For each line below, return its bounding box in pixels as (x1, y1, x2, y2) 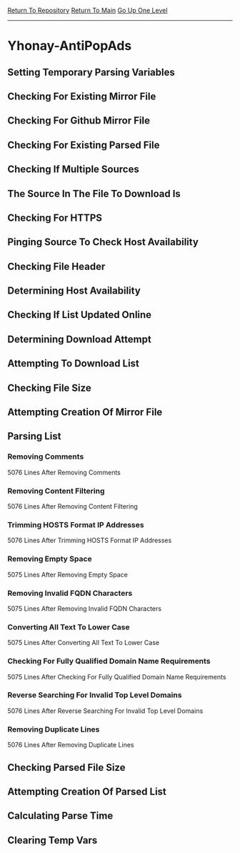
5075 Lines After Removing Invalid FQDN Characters (7, 604, 162, 613)
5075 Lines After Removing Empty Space (7, 570, 129, 579)
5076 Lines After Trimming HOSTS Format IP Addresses (7, 536, 172, 545)
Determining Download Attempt (7, 333, 151, 345)
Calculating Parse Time (7, 810, 114, 822)
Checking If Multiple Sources (7, 164, 139, 176)
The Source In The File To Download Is (7, 187, 181, 199)
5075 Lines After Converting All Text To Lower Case (7, 639, 159, 647)
